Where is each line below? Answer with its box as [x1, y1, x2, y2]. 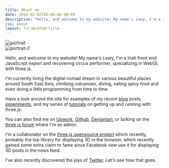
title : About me [5, 7, 39, 13]
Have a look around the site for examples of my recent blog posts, [5, 96, 142, 102]
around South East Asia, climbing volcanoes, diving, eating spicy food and [5, 81, 159, 87]
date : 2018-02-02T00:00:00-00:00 [5, 12, 75, 17]
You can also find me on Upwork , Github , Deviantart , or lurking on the [5, 116, 149, 122]
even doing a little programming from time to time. [5, 86, 109, 92]
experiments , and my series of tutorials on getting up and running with [5, 101, 151, 107]
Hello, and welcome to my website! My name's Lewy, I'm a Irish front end [5, 55, 157, 61]
